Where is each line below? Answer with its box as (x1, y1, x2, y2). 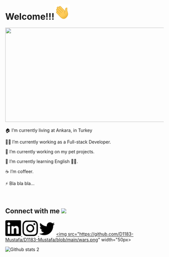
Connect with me (5, 207, 60, 215)
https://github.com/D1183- (79, 231, 134, 237)
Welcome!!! (5, 11, 55, 22)
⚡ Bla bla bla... (5, 181, 35, 187)
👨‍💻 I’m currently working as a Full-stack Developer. (5, 139, 112, 145)
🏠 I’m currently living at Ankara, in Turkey (5, 127, 93, 133)
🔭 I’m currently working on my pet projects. (5, 149, 95, 155)
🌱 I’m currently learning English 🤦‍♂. (5, 158, 78, 164)
